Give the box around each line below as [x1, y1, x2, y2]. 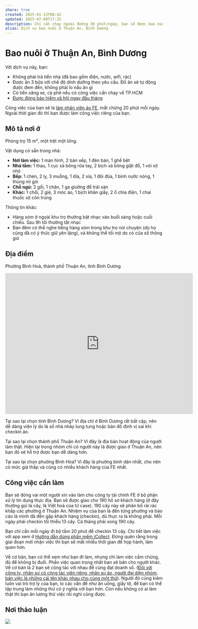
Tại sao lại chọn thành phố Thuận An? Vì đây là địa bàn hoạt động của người [5, 438, 162, 444]
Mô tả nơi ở [5, 125, 40, 133]
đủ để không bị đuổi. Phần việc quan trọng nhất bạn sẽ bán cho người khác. [5, 559, 161, 565]
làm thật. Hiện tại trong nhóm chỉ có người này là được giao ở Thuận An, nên [5, 444, 162, 450]
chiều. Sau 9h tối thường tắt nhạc [12, 219, 81, 225]
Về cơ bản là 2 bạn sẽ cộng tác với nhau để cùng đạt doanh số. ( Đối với [5, 564, 152, 570]
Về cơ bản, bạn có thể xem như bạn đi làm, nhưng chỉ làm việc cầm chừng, [5, 554, 159, 560]
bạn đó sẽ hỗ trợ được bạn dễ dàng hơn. [5, 449, 88, 455]
